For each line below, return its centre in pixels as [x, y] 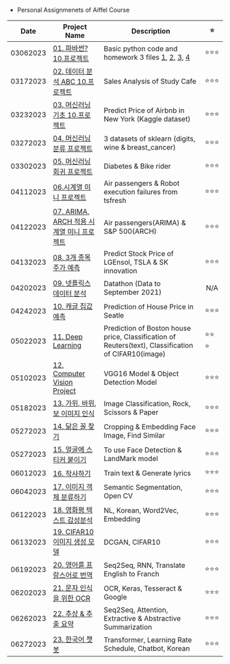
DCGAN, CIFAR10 [132, 542]
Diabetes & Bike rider [137, 166]
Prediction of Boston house [148, 328]
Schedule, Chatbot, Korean [147, 649]
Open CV [118, 496]
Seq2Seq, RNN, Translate [145, 565]
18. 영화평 [69, 510]
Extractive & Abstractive [142, 618]
